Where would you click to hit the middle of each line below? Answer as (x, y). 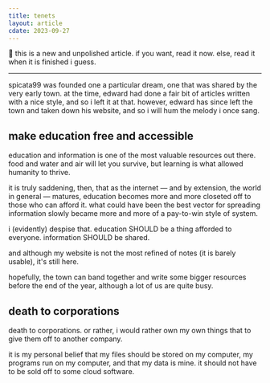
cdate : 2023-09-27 (39, 31)
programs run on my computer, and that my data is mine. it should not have (133, 363)
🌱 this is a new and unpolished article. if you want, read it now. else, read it (132, 54)
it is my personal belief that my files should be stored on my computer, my (131, 354)
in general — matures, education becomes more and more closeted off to (130, 197)
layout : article (35, 23)
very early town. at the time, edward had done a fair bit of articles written (129, 94)
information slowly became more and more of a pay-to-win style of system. (133, 214)
